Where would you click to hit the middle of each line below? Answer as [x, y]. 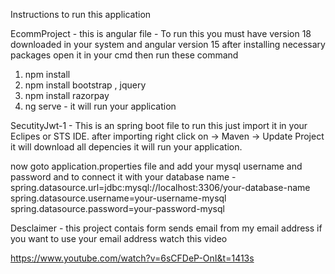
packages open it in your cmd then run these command [124, 55]
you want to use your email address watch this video [119, 238]
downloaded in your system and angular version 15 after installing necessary [168, 44]
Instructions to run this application [81, 14]
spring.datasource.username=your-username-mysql [118, 198]
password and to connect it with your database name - [123, 177]
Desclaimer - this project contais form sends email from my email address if [166, 228]
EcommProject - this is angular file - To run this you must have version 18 [161, 33]
